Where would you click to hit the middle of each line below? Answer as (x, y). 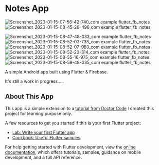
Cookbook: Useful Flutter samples (46, 137)
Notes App (27, 9)
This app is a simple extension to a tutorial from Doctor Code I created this (79, 108)
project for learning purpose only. (39, 113)
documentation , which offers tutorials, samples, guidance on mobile (73, 152)
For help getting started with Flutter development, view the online (71, 147)
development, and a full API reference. (44, 157)
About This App (29, 97)
